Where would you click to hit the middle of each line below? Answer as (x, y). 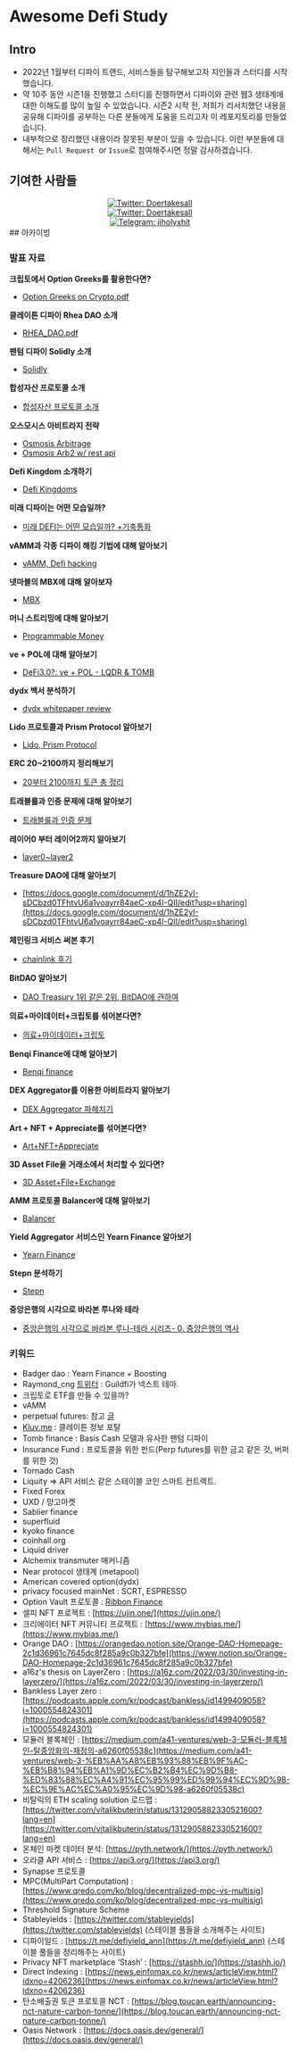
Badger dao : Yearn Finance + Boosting (94, 1374)
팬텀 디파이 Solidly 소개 (50, 352)
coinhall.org (44, 1541)
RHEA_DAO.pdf (50, 333)
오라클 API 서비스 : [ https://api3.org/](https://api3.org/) (121, 1860)
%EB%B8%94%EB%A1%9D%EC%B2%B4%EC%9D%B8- (130, 1770)
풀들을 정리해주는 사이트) (83, 1952)
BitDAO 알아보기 (38, 978)
